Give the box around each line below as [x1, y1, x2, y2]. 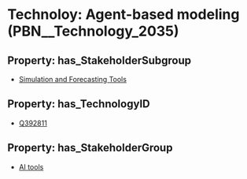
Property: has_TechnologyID [7, 97, 150, 111]
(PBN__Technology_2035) [7, 22, 179, 40]
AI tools [18, 162, 44, 171]
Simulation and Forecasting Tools [18, 75, 127, 84]
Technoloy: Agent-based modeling [7, 6, 240, 24]
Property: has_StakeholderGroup [7, 141, 173, 155]
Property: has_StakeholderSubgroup [7, 54, 192, 67]
